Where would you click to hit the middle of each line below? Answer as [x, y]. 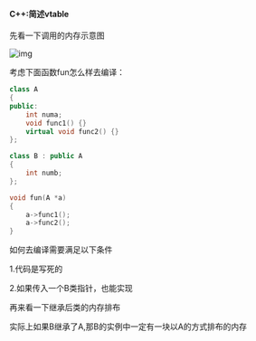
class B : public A [46, 156]
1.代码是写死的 [36, 269]
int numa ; [44, 114]
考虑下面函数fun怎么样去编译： [67, 72]
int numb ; [44, 173]
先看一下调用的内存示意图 [57, 35]
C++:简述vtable [39, 14]
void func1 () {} [57, 123]
